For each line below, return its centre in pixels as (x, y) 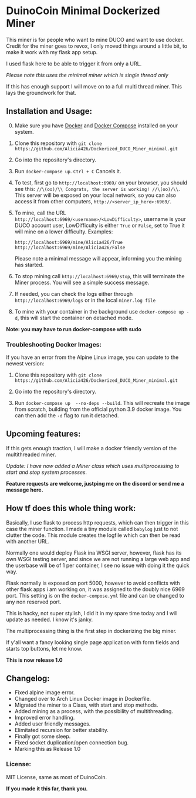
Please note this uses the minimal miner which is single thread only (87, 75)
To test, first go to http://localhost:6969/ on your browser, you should (101, 182)
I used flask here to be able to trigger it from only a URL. (74, 64)
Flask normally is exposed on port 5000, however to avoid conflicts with (93, 583)
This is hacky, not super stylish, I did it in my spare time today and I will (92, 613)
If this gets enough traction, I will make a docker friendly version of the (92, 448)
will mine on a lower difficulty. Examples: (64, 232)
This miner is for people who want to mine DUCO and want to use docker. (95, 39)
